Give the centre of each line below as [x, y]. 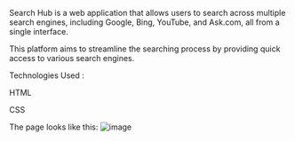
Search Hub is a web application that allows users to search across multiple [147, 13]
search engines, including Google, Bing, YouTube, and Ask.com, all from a [144, 22]
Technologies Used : [47, 75]
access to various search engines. [72, 58]
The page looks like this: [54, 127]
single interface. [39, 31]
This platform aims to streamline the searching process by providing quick [145, 49]
